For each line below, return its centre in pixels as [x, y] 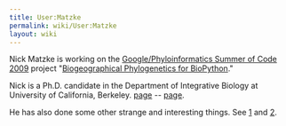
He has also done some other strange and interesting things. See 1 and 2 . [143, 113]
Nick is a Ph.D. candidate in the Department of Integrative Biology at [134, 86]
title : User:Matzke [45, 17]
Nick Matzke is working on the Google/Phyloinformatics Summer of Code [143, 59]
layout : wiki [33, 34]
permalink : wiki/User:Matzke [63, 26]
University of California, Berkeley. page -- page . [97, 95]
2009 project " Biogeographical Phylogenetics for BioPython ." [121, 68]
